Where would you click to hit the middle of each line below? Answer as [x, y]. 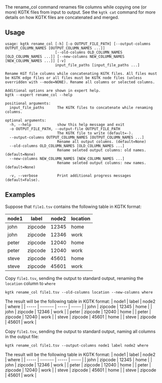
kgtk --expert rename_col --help [39, 95]
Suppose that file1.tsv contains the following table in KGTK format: [73, 207]
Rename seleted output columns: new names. [102, 163]
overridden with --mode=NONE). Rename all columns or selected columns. [80, 82]
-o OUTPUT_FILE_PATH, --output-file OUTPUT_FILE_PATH [65, 129]
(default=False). [23, 180]
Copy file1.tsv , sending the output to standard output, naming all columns [81, 331]
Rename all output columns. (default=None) [102, 141]
